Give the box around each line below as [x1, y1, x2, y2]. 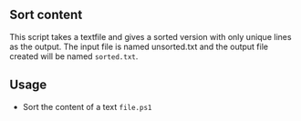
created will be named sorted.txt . [9, 50, 139, 62]
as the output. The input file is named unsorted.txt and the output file [9, 41, 269, 52]
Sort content [9, 7, 83, 23]
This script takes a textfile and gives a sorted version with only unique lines [9, 31, 292, 42]
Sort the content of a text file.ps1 [22, 101, 152, 112]
